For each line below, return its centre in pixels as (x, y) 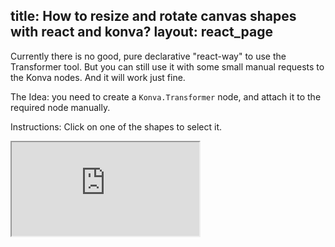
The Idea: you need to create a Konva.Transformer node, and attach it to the (166, 96)
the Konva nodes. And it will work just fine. (98, 77)
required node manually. (60, 107)
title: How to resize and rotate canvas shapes (153, 16)
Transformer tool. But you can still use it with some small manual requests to (167, 66)
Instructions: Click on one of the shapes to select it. (116, 126)
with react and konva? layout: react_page (141, 32)
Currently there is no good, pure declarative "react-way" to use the (148, 56)
